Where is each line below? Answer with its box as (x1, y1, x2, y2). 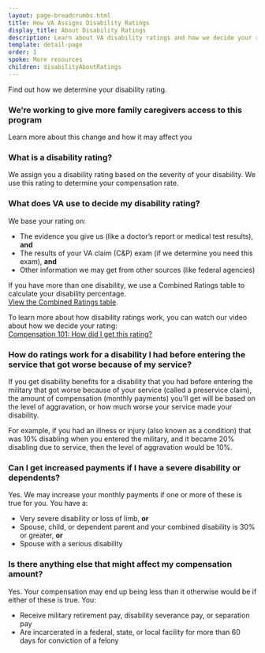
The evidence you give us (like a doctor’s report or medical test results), (19, 231, 254, 241)
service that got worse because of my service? (8, 359, 192, 370)
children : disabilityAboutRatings (8, 63, 122, 71)
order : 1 (8, 48, 37, 56)
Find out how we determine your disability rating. (8, 85, 167, 94)
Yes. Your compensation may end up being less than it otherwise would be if (8, 587, 257, 596)
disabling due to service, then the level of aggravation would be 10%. (8, 442, 233, 451)
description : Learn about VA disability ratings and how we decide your (8, 33, 252, 42)
